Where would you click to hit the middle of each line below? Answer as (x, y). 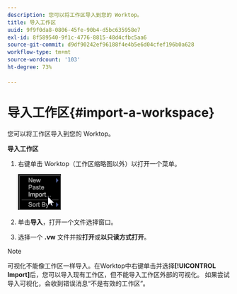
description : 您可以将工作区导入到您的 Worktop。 (75, 15)
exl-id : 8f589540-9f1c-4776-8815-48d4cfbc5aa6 (77, 37)
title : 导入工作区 (32, 22)
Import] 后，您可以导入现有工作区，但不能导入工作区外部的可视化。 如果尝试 (118, 274)
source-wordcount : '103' (44, 60)
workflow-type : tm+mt (39, 52)
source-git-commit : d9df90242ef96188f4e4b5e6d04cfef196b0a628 (101, 45)
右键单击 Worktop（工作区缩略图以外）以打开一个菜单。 (99, 163)
